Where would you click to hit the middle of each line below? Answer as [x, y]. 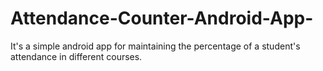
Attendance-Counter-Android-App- [162, 18]
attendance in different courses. [76, 56]
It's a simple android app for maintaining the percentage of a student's [155, 46]
